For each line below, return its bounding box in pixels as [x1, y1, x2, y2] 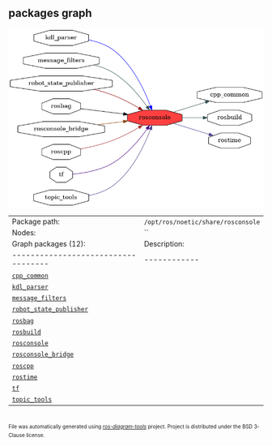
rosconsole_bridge [11, 350, 74, 359]
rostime [11, 373, 38, 381]
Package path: [11, 217, 61, 226]
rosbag [11, 316, 34, 325]
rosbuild [11, 328, 42, 336]
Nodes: [11, 227, 36, 238]
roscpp [11, 362, 34, 370]
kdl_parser [11, 283, 49, 291]
